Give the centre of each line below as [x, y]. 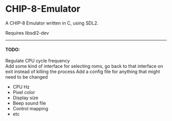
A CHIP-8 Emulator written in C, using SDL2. [52, 23]
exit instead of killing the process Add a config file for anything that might [83, 71]
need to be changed [27, 77]
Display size [25, 98]
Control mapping [30, 109]
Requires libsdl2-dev [27, 33]
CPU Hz [21, 87]
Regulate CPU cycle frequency [38, 61]
